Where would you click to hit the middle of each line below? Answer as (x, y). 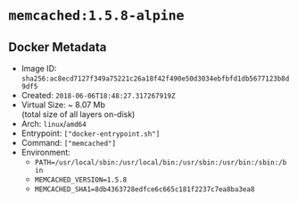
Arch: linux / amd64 (54, 124)
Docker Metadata (58, 47)
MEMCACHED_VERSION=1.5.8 (81, 180)
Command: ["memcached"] (69, 143)
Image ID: (39, 68)
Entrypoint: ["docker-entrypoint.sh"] (91, 133)
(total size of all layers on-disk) (78, 114)
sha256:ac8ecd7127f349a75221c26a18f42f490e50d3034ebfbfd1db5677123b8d (155, 79)
